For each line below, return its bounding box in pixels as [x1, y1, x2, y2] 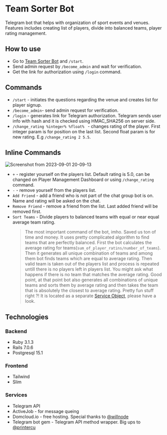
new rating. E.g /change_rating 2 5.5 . [12, 134, 91, 140]
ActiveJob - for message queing [12, 408, 79, 414]
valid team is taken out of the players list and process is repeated [24, 261, 159, 267]
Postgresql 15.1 [12, 350, 43, 356]
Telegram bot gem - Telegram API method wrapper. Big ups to [12, 419, 141, 425]
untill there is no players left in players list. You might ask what [24, 266, 153, 272]
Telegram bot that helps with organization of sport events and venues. [5, 20, 150, 26]
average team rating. [12, 219, 55, 226]
